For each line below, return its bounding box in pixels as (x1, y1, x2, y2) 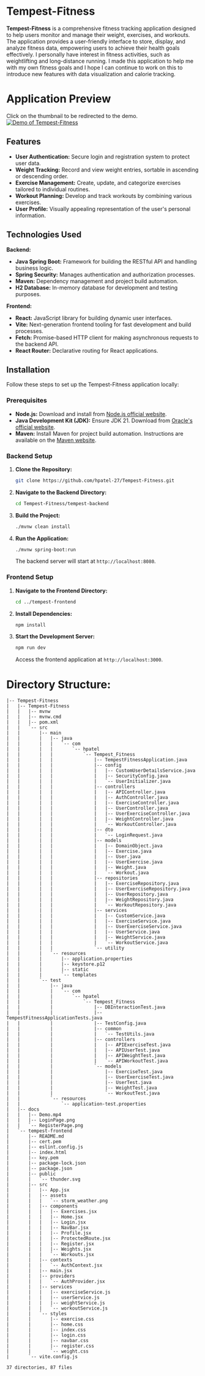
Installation (6, 364, 50, 375)
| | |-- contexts (6, 1257, 72, 1264)
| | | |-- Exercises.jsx (6, 1209, 97, 1215)
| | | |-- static (6, 967, 89, 973)
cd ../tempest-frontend (15, 599, 76, 605)
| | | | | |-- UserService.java (6, 929, 160, 935)
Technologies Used (6, 229, 81, 240)
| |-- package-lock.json (6, 1160, 86, 1166)
